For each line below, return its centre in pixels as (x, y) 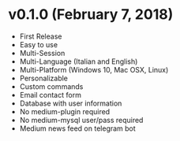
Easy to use (38, 44)
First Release (41, 36)
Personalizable (44, 78)
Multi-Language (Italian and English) (79, 61)
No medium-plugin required (65, 111)
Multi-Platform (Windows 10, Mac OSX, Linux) (94, 69)
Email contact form (50, 95)
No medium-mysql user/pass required (81, 120)
